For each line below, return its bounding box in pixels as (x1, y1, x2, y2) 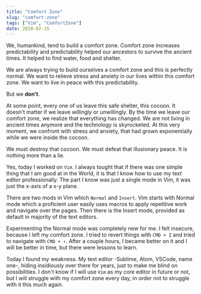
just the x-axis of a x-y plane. (6, 183, 79, 190)
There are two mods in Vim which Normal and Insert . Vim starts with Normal (6, 194, 195, 201)
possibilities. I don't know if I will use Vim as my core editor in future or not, (6, 268, 191, 275)
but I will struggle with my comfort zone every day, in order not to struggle (6, 275, 190, 282)
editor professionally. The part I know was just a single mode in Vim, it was (6, 176, 191, 183)
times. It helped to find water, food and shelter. (6, 54, 122, 62)
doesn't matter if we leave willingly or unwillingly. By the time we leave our (6, 108, 190, 116)
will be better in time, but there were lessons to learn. (6, 244, 138, 251)
